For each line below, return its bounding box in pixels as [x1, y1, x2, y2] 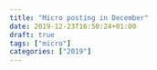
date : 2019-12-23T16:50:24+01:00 [9, 22, 137, 31]
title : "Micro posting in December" [9, 13, 149, 23]
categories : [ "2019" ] [9, 47, 92, 56]
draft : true [9, 30, 55, 39]
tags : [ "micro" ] [9, 38, 71, 48]
